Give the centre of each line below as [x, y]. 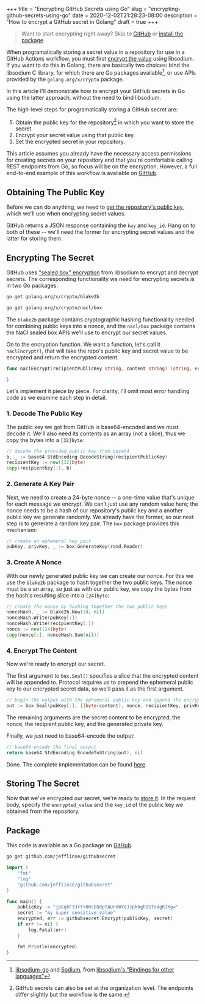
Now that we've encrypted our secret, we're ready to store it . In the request [101, 798]
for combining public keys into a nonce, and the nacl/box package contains [101, 326]
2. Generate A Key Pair [40, 484]
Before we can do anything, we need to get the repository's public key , [95, 207]
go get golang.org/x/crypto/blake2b [53, 296]
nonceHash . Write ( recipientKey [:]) [50, 624]
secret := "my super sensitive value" [67, 913]
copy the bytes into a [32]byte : [45, 440]
